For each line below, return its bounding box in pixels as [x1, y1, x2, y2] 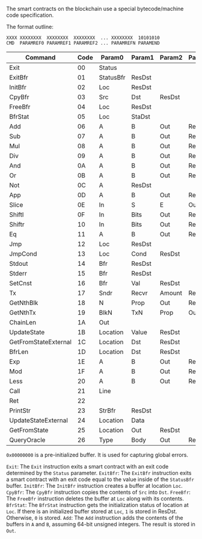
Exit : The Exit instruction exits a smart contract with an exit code [6, 463, 169, 470]
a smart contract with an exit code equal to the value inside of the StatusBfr [6, 476, 194, 483]
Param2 [159, 54, 183, 61]
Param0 [100, 54, 124, 61]
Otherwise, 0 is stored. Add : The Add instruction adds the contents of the [6, 514, 183, 521]
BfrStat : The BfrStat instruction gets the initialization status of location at [6, 502, 189, 508]
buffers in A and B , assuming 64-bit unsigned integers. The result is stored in [6, 521, 195, 528]
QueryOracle [9, 436, 46, 444]
